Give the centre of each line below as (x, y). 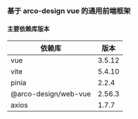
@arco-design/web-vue (51, 94)
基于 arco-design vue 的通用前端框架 (69, 10)
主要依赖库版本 (28, 28)
